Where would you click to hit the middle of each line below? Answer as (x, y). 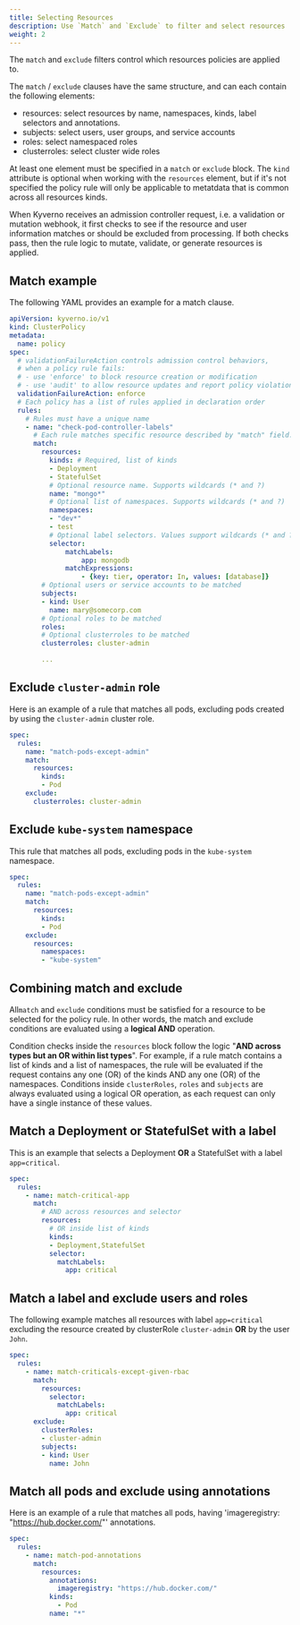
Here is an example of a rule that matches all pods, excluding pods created (147, 709)
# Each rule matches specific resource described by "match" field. (163, 435)
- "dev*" (65, 519)
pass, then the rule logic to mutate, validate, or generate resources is (136, 244)
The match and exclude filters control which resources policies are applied (145, 60)
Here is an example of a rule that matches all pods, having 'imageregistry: (145, 1513)
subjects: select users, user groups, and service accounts (129, 133)
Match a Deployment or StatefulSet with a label (143, 1131)
